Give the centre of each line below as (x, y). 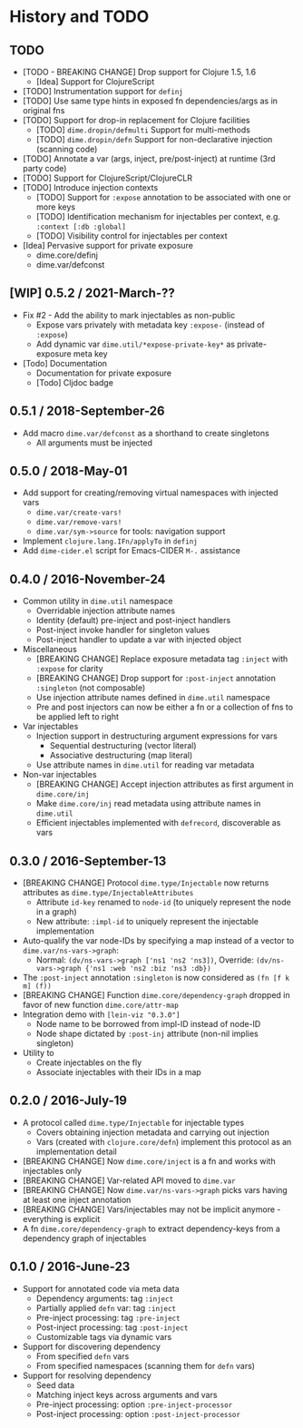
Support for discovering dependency (92, 1346)
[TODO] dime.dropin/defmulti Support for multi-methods (143, 130)
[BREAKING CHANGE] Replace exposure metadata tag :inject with (162, 659)
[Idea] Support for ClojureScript (95, 82)
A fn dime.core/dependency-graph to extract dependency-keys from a (151, 1228)
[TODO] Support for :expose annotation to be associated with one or (163, 197)
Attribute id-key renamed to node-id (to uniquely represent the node (164, 902)
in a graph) (56, 912)
